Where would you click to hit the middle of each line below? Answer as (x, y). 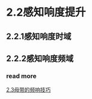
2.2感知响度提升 (46, 12)
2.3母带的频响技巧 (28, 90)
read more (22, 76)
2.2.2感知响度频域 (40, 58)
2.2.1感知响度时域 (39, 36)
